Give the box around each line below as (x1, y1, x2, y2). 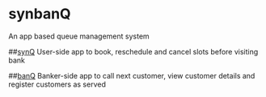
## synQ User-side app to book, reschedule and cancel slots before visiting (8, 46, 259, 56)
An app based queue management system (8, 31, 150, 41)
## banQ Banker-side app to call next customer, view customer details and (8, 71, 255, 80)
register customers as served (8, 79, 107, 89)
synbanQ (8, 5, 71, 23)
